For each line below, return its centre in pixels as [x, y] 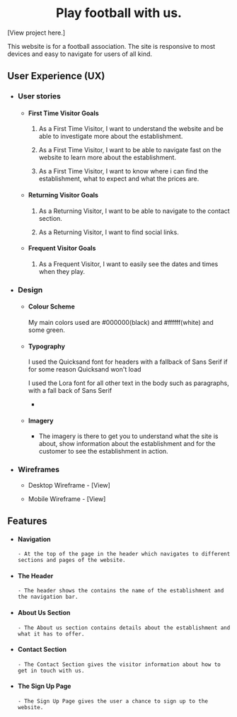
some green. [46, 330]
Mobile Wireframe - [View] [67, 499]
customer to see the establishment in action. [103, 452]
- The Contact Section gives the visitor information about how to [119, 664]
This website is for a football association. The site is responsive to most [111, 46]
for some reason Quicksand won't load [85, 369]
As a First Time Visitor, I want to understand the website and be [131, 129]
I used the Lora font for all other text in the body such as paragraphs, [128, 383]
